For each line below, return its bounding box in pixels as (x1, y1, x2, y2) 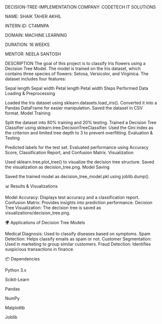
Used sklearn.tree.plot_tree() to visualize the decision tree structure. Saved (5, 159, 155, 164)
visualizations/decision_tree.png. (5, 210, 71, 215)
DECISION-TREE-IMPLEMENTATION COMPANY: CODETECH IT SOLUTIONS (5, 4, 156, 10)
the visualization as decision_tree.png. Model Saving (5, 164, 110, 170)
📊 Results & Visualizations (5, 183, 58, 189)
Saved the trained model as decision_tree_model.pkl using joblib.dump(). (5, 174, 150, 179)
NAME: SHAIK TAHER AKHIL (5, 14, 61, 19)
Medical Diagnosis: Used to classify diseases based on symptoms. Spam (5, 231, 151, 237)
